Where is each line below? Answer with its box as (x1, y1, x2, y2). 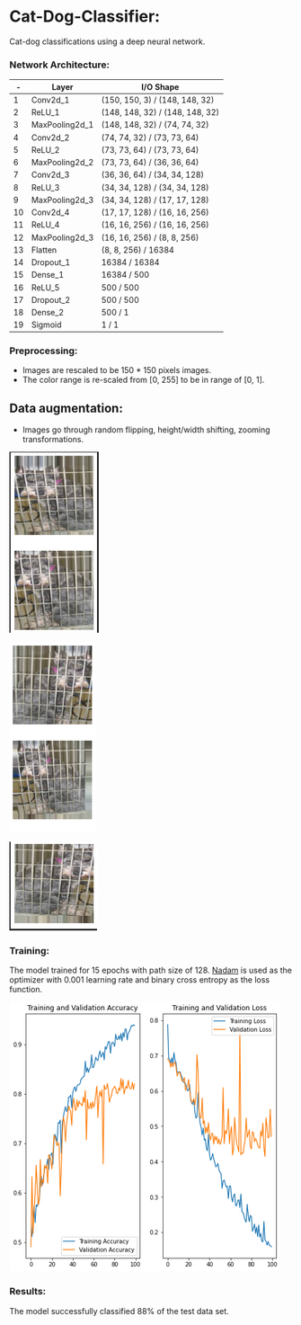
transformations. (22, 434, 84, 445)
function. (9, 984, 43, 995)
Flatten (31, 245, 58, 255)
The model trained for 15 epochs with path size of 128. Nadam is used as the (9, 965, 293, 976)
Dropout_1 (31, 257, 70, 268)
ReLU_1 (31, 107, 60, 118)
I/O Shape (141, 81, 180, 92)
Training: (9, 945, 49, 957)
